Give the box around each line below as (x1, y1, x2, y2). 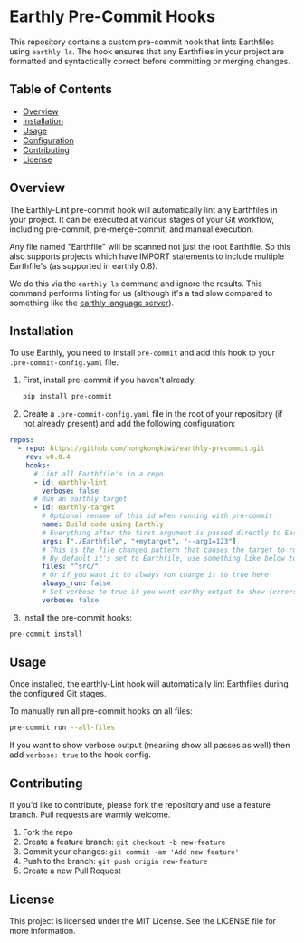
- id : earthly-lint (33, 477, 107, 486)
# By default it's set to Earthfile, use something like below (42, 553, 285, 563)
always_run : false (42, 579, 111, 588)
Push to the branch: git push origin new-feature (22, 856, 208, 867)
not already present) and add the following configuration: (22, 419, 236, 429)
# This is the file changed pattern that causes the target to (42, 545, 285, 554)
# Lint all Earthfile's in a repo (33, 469, 165, 478)
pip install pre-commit (22, 392, 113, 401)
